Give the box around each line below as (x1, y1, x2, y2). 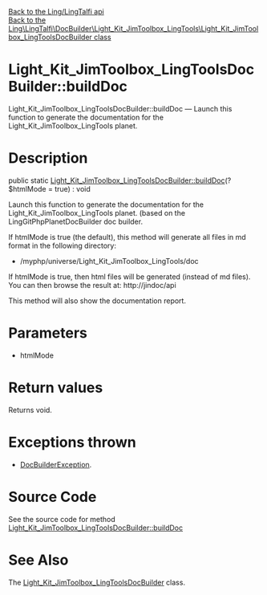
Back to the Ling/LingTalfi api (8, 7, 104, 16)
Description (8, 149, 88, 168)
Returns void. (8, 405, 52, 415)
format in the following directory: (8, 241, 116, 250)
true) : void (55, 184, 91, 193)
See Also (8, 551, 69, 569)
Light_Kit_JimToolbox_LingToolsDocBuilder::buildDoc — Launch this (8, 103, 233, 113)
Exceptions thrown (8, 433, 136, 451)
